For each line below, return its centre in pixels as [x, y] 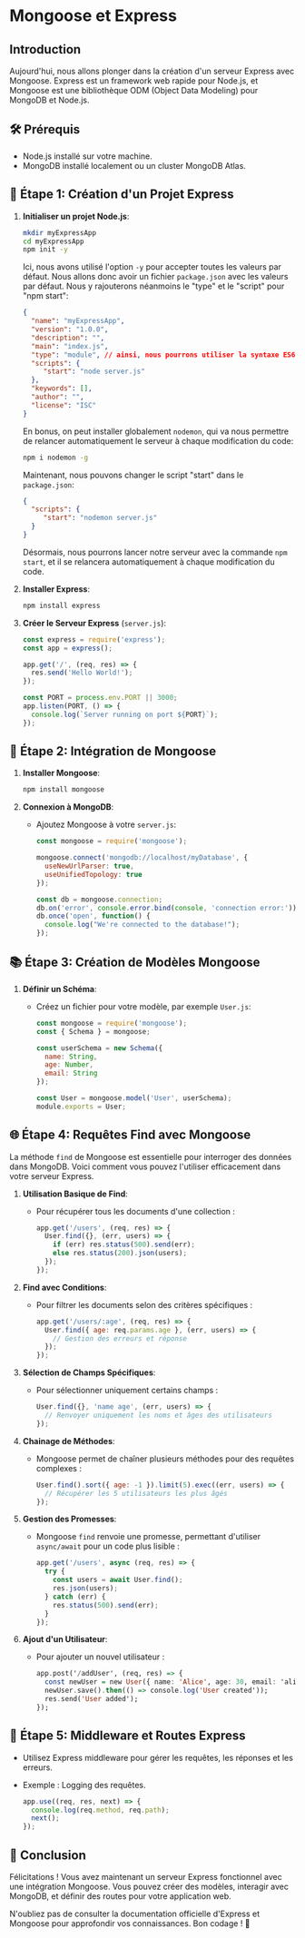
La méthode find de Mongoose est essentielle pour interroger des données [151, 1156]
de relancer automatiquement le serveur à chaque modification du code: [158, 440]
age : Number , [69, 1065]
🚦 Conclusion [48, 1855]
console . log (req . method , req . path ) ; [100, 1810]
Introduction [45, 49]
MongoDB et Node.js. [49, 100]
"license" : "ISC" [64, 405]
